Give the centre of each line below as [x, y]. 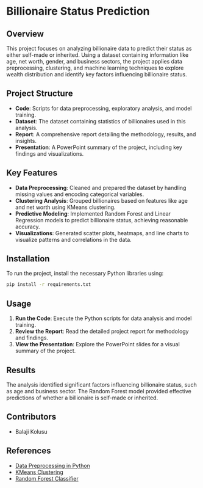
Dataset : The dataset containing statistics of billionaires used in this [100, 121]
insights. [26, 140]
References [29, 451]
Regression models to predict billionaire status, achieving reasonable [101, 220]
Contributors [31, 417]
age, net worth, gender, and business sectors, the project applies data [94, 61]
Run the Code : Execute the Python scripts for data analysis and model [103, 318]
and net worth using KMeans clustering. [65, 207]
